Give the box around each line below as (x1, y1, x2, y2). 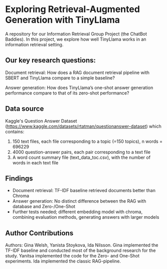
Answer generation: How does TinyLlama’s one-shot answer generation (5, 84, 153, 91)
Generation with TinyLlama (5, 14, 120, 26)
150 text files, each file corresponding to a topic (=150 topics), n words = (12, 138, 163, 144)
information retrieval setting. (5, 41, 64, 47)
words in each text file (12, 159, 59, 165)
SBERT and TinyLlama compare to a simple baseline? (5, 74, 115, 81)
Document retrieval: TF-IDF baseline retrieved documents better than (12, 188, 155, 194)
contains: (5, 128, 25, 134)
